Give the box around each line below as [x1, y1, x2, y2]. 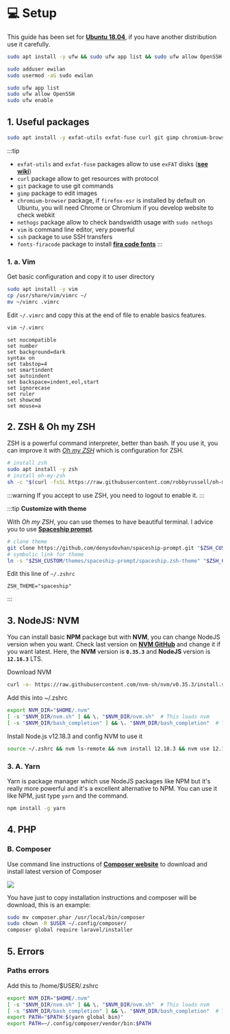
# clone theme [7, 538, 48, 545]
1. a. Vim [7, 257, 36, 266]
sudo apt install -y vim [7, 286, 78, 293]
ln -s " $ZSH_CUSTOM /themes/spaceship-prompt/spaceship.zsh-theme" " [7, 557, 207, 564]
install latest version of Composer [7, 867, 102, 875]
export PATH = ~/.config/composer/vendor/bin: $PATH [7, 1020, 152, 1027]
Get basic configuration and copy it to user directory [7, 273, 155, 281]
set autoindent [7, 373, 51, 379]
